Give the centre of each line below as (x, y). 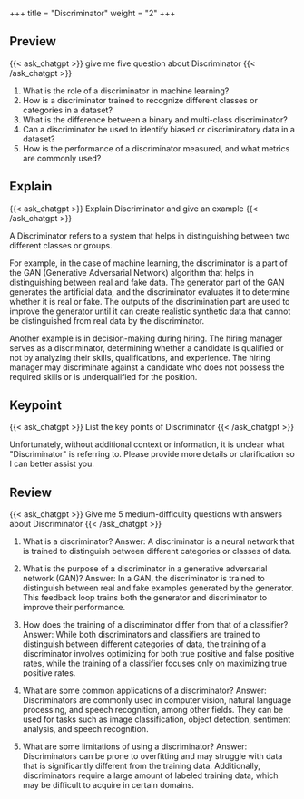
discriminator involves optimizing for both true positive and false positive (158, 654)
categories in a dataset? (68, 110)
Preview (33, 41)
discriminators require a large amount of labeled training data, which (150, 775)
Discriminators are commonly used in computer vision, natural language (157, 700)
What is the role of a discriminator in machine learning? (126, 91)
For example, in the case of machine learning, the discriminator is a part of (148, 263)
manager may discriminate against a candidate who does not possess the (147, 367)
